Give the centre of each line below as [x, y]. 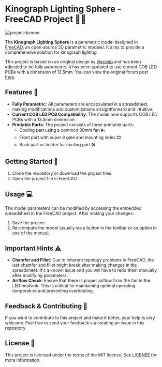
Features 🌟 [22, 92]
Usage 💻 [19, 194]
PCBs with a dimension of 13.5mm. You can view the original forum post [77, 72]
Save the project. [29, 223]
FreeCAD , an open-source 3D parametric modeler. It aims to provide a [75, 47]
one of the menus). [31, 233]
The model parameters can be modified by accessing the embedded [73, 208]
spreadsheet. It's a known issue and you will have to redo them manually [84, 270]
